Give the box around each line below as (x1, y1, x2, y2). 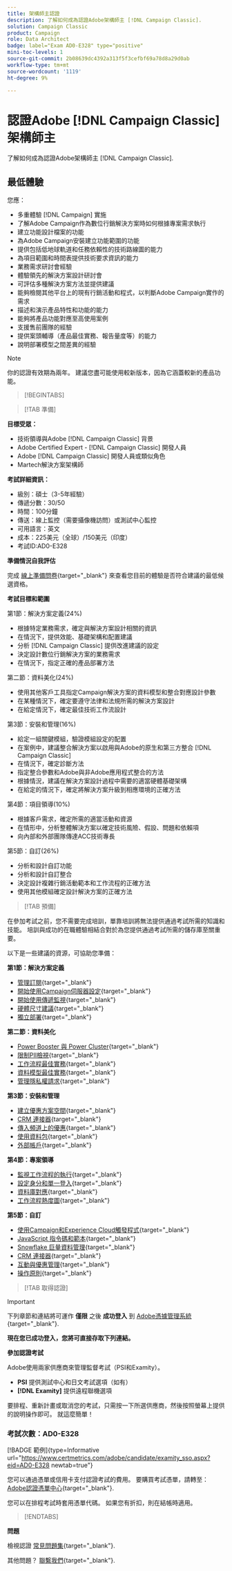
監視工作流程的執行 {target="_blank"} (17, 1170, 122, 1179)
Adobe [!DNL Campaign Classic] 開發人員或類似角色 (17, 452, 166, 460)
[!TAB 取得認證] (23, 1284, 68, 1292)
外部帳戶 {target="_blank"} (17, 1141, 92, 1150)
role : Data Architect (7, 36, 70, 43)
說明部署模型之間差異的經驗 (17, 340, 97, 349)
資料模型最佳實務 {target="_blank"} (17, 1069, 116, 1077)
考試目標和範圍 (7, 594, 50, 603)
